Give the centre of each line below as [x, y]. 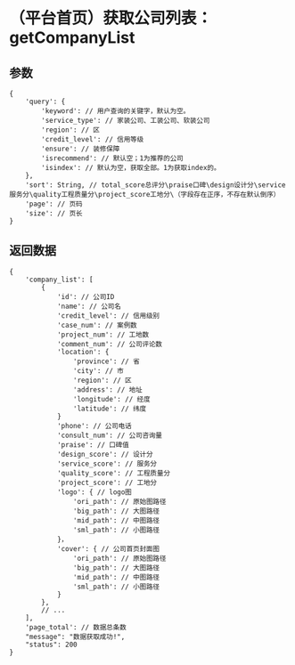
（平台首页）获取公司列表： [111, 18]
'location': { [83, 352]
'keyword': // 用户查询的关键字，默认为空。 [115, 111]
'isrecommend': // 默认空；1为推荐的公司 [113, 158]
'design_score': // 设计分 [105, 454]
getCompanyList [72, 38]
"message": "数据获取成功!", [75, 637]
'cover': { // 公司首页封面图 [108, 548]
